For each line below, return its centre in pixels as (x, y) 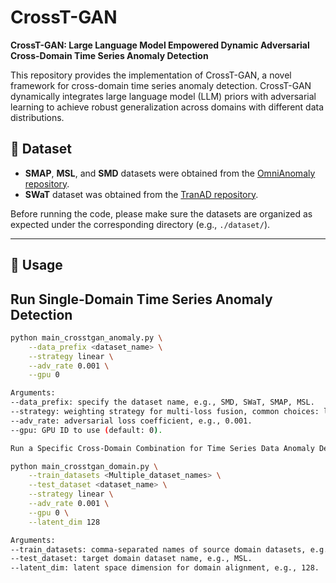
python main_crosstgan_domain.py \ (84, 466)
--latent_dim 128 (64, 522)
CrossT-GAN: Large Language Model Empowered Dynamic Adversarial (160, 45)
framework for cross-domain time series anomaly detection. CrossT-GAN (161, 85)
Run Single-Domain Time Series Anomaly (141, 299)
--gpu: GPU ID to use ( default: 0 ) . (86, 430)
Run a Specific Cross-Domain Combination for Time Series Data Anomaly (162, 448)
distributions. (37, 117)
